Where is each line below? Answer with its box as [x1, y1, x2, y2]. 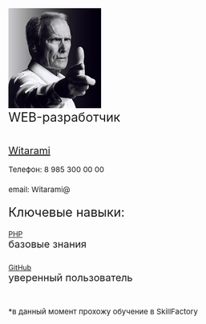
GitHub [8, 263, 32, 272]
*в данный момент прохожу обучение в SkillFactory [8, 306, 198, 317]
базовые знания [8, 238, 87, 250]
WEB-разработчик [8, 110, 121, 125]
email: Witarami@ [8, 184, 71, 194]
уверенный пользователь [8, 271, 133, 284]
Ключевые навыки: [8, 204, 125, 220]
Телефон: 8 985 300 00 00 [8, 164, 104, 174]
